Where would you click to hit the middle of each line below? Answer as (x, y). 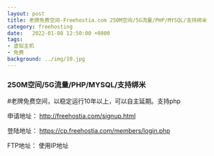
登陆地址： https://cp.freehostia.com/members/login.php (89, 131)
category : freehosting (40, 26)
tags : (15, 40)
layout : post (26, 14)
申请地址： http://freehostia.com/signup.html (72, 116)
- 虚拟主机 (21, 46)
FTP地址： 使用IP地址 (38, 146)
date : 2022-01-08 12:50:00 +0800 (59, 33)
